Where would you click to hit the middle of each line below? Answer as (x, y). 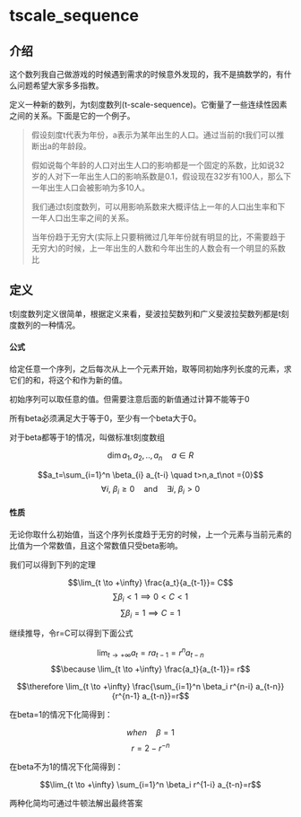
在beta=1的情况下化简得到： (61, 714)
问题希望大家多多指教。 (60, 85)
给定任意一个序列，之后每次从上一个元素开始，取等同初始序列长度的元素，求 (150, 369)
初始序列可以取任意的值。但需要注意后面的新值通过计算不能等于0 (129, 400)
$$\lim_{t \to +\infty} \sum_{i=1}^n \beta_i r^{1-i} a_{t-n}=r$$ (150, 784)
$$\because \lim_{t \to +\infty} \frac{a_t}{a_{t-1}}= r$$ (150, 669)
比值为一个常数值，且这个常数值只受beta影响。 (96, 545)
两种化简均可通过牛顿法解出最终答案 (76, 803)
